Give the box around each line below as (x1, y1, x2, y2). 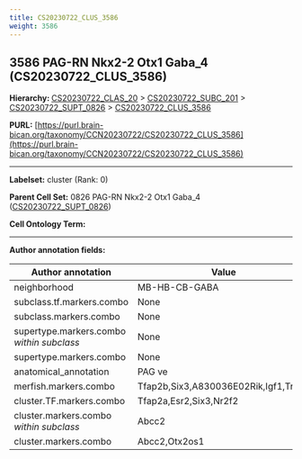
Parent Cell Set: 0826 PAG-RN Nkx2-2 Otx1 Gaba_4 (9, 192, 200, 202)
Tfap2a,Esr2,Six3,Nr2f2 (137, 395, 239, 408)
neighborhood (13, 281, 75, 293)
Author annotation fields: (9, 245, 106, 256)
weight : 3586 (9, 22, 58, 31)
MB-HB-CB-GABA (137, 281, 219, 293)
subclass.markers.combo (13, 310, 120, 323)
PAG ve (137, 365, 168, 378)
